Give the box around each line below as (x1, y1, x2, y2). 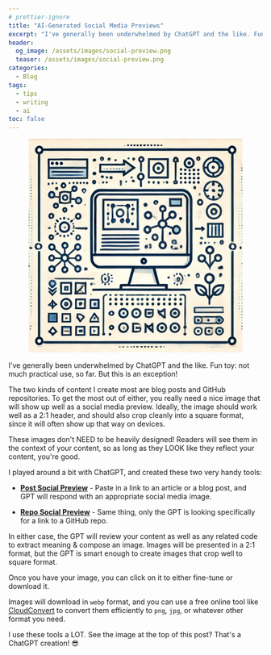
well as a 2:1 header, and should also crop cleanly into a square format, (8, 411, 244, 420)
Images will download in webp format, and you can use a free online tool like (8, 597, 259, 607)
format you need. (8, 614, 66, 624)
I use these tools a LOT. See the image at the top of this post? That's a (8, 630, 242, 640)
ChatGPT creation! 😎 (8, 638, 79, 649)
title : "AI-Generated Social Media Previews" (8, 21, 164, 30)
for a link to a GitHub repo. (19, 516, 109, 526)
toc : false (8, 115, 45, 123)
